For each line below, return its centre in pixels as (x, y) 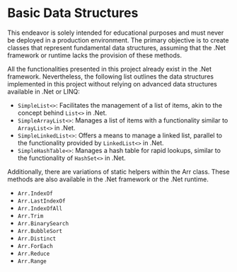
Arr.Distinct (37, 239)
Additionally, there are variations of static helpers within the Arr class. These (118, 171)
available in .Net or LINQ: (44, 91)
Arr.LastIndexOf (41, 201)
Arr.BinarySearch (43, 223)
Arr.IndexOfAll (40, 208)
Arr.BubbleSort (40, 231)
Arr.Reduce (34, 254)
